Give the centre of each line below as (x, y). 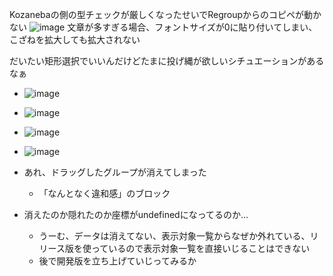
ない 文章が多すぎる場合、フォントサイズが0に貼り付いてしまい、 (163, 27)
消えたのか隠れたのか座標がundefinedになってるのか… (136, 214)
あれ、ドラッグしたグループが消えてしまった (115, 172)
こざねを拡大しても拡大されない (75, 39)
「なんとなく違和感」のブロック (104, 193)
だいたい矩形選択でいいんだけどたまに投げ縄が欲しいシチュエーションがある (167, 61)
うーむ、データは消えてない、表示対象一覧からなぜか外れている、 (174, 236)
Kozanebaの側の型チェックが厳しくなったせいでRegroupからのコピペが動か (165, 14)
